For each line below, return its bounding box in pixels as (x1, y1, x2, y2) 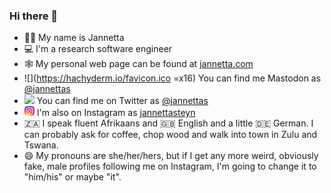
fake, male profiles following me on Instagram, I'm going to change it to (23, 160, 317, 173)
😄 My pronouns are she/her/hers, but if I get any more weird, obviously (23, 150, 319, 162)
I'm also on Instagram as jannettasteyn (36, 107, 196, 119)
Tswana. (23, 139, 59, 151)
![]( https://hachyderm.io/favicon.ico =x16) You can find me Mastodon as (23, 72, 322, 84)
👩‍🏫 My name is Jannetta (23, 32, 125, 44)
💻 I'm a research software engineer (23, 43, 173, 55)
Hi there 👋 (9, 9, 59, 23)
